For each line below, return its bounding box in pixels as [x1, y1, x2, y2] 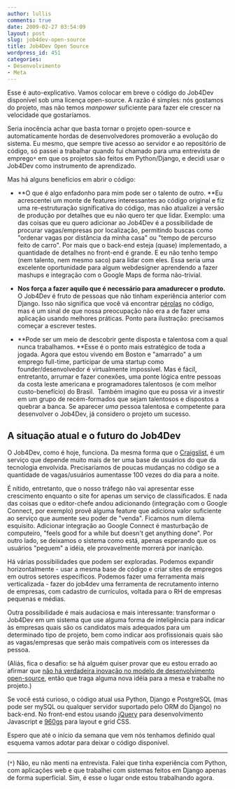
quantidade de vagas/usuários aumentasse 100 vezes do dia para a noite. [7, 471, 220, 479]
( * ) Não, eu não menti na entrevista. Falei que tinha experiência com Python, [7, 759, 227, 767]
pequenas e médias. [7, 595, 66, 603]
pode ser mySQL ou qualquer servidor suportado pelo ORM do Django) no [7, 703, 222, 711]
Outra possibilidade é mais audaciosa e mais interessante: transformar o [7, 608, 215, 617]
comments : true [7, 17, 52, 24]
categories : [7, 56, 42, 63]
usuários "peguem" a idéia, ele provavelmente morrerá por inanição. [7, 544, 204, 553]
